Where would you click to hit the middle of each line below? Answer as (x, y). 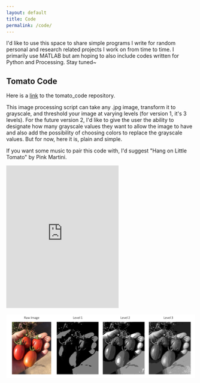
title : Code (21, 19)
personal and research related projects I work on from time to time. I (90, 50)
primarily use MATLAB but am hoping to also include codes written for (93, 56)
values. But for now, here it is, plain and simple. (64, 139)
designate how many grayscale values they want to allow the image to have (99, 127)
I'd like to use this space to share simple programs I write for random (91, 43)
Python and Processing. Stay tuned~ (51, 62)
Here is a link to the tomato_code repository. (61, 95)
